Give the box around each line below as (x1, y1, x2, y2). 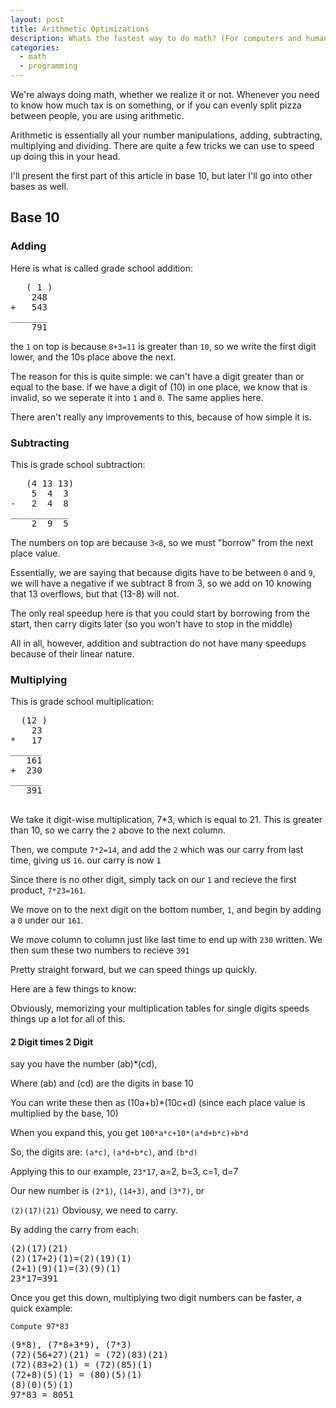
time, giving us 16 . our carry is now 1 (10, 854, 162, 866)
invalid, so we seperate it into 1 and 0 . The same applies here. (10, 391, 264, 403)
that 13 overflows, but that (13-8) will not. (10, 587, 180, 600)
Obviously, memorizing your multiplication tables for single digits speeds (10, 1002, 310, 1015)
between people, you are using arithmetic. (10, 110, 185, 121)
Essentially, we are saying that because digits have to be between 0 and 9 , (10, 566, 316, 578)
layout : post (10, 14, 65, 25)
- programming (19, 61, 78, 71)
